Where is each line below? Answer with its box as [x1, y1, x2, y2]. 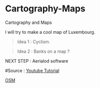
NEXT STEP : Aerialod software [5, 58, 68, 64]
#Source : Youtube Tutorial [5, 68, 60, 74]
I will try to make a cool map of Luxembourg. [5, 29, 96, 35]
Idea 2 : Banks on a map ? [17, 48, 70, 54]
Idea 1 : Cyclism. [17, 38, 51, 45]
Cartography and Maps [5, 19, 52, 25]
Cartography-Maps [5, 3, 86, 14]
